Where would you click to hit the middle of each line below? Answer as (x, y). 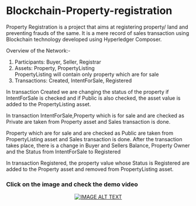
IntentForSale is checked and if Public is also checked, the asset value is (93, 98)
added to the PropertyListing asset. (49, 104)
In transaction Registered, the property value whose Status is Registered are (98, 163)
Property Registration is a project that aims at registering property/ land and (97, 27)
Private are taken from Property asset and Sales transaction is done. (88, 121)
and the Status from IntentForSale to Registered (63, 151)
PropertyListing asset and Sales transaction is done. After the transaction (94, 139)
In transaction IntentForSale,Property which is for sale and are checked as (95, 116)
